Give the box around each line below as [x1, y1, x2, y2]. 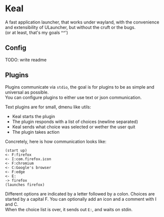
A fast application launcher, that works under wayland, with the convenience [5, 19, 160, 25]
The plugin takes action [12, 129, 60, 135]
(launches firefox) [5, 182, 45, 187]
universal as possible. [5, 89, 49, 95]
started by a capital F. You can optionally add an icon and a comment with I [5, 196, 157, 202]
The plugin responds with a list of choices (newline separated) [12, 119, 138, 124]
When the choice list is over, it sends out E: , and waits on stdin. [5, 206, 133, 212]
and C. [5, 201, 19, 207]
